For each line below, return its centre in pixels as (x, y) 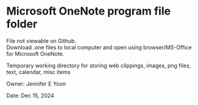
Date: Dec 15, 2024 (30, 95)
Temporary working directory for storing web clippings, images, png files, (99, 66)
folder (22, 24)
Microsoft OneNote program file (89, 11)
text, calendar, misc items (39, 72)
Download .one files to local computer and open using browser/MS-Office (99, 47)
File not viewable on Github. (41, 41)
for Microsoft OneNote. (35, 53)
